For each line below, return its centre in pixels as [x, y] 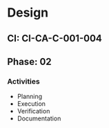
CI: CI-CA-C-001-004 [54, 38]
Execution [31, 104]
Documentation [39, 118]
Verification [33, 111]
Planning [30, 97]
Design [28, 13]
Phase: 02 [29, 61]
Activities [23, 81]
